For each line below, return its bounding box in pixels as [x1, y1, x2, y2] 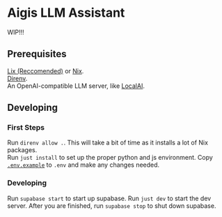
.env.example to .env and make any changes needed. [7, 160, 160, 169]
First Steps [7, 123, 45, 133]
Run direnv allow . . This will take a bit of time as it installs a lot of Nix [7, 138, 209, 147]
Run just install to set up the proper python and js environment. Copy [7, 154, 214, 162]
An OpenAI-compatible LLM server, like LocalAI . [7, 82, 145, 90]
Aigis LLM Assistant [7, 5, 125, 21]
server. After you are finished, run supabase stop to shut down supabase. [7, 201, 216, 210]
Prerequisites [7, 48, 67, 60]
